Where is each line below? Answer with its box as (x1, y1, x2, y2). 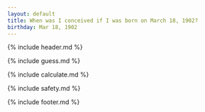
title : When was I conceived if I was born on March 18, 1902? (7, 17, 199, 24)
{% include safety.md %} (7, 84, 81, 93)
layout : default (7, 10, 55, 18)
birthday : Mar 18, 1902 (7, 23, 78, 30)
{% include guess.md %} (7, 57, 80, 65)
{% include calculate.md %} (7, 70, 89, 79)
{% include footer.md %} (7, 98, 80, 106)
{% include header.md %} (7, 43, 83, 52)
